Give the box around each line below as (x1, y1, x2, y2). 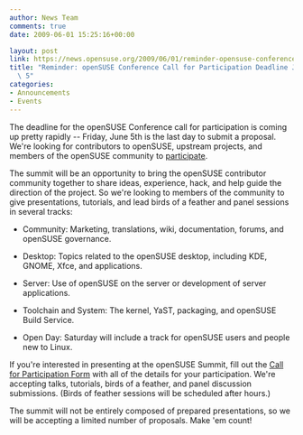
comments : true (9, 22, 67, 31)
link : (9, 55, 30, 64)
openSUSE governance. (22, 233, 112, 244)
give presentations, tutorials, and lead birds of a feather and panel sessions (9, 196, 289, 208)
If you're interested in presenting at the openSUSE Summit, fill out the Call (9, 358, 284, 370)
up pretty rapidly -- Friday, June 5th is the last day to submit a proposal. (9, 131, 277, 142)
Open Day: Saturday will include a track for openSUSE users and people (22, 331, 290, 343)
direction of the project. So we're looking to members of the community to (9, 187, 285, 198)
